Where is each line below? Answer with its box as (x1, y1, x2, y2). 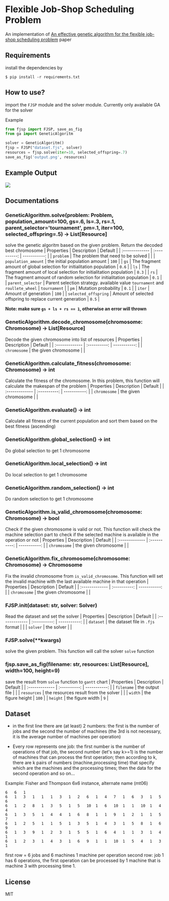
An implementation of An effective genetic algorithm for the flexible (5, 31, 145, 37)
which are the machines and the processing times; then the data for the (12, 765, 161, 771)
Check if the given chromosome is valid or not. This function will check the (5, 526, 160, 533)
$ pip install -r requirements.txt (5, 74, 80, 80)
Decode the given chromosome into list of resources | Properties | (5, 336, 143, 343)
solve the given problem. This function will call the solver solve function (5, 648, 155, 654)
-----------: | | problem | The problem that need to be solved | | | (22, 253, 155, 259)
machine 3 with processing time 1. (5, 863, 76, 869)
